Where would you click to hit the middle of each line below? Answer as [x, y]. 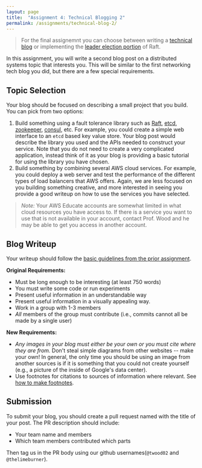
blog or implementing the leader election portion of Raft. [91, 47]
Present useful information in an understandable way [80, 295]
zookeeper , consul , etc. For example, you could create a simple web [99, 130]
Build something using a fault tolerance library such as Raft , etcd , [96, 123]
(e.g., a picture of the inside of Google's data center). [81, 370]
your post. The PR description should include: [63, 423]
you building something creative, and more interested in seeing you [99, 188]
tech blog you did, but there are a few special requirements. [80, 71]
